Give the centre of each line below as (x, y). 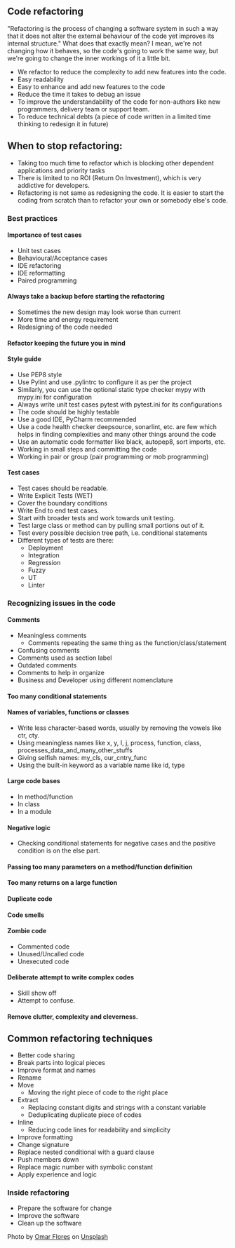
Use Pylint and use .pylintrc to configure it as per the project (104, 382)
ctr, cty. (28, 735)
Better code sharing (46, 1055)
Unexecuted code (43, 961)
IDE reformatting (41, 273)
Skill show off (37, 993)
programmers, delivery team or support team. (83, 109)
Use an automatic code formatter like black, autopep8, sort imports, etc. (121, 442)
